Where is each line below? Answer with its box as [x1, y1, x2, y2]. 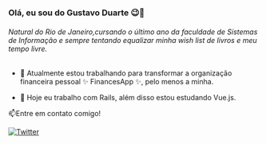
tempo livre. [8, 44, 48, 53]
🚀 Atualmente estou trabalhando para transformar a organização [19, 68, 232, 78]
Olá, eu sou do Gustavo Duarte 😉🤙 [8, 7, 145, 18]
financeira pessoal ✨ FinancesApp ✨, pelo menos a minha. [19, 77, 214, 87]
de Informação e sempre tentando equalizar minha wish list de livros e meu [8, 35, 257, 45]
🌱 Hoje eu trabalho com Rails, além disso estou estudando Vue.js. [19, 93, 236, 103]
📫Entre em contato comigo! [8, 109, 101, 119]
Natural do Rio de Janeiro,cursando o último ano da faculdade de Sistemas [8, 27, 258, 37]
